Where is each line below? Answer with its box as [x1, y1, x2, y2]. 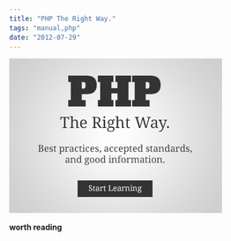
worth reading [9, 222, 63, 233]
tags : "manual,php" [9, 23, 81, 33]
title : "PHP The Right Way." [9, 14, 116, 23]
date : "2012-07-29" [9, 33, 81, 41]
